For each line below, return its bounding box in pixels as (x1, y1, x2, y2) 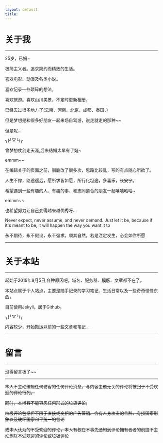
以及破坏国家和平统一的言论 (9, 416, 65, 423)
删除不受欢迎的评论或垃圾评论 (9, 433, 69, 439)
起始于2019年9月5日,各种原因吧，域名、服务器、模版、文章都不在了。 (5, 277, 145, 283)
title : (5, 12, 18, 17)
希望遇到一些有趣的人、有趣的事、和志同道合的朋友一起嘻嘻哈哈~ (5, 188, 136, 194)
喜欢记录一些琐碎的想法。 (5, 86, 56, 92)
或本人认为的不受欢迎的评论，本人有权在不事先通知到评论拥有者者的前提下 (5, 427, 154, 433)
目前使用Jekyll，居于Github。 (5, 304, 65, 310)
